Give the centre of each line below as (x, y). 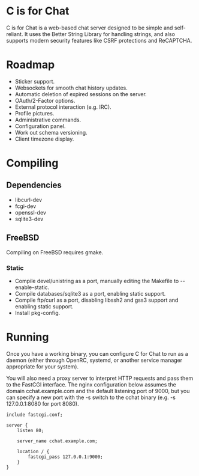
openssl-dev (31, 212)
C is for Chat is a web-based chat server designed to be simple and (90, 28)
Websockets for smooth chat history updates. (71, 88)
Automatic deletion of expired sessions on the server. (81, 94)
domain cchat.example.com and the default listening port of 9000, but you (98, 391)
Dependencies (34, 185)
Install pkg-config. (37, 313)
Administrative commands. (48, 120)
